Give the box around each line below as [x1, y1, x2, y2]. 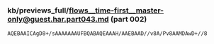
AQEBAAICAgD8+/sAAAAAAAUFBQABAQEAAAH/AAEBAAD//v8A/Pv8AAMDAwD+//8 [7, 30, 208, 37]
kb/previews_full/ [7, 6, 69, 15]
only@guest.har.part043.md [7, 14, 109, 24]
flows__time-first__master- [68, 6, 164, 15]
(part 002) [110, 14, 147, 24]
